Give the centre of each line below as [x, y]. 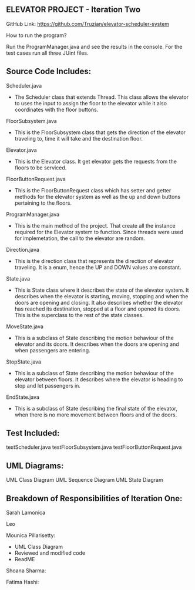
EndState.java [23, 397]
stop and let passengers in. [48, 385]
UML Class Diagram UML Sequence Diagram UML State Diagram [85, 480]
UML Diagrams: [35, 466]
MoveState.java [25, 326]
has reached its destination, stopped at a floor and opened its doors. [97, 309]
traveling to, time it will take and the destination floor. [78, 138]
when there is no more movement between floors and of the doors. [96, 415]
